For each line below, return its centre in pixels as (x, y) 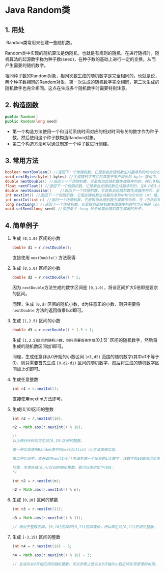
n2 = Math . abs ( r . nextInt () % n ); (46, 490)
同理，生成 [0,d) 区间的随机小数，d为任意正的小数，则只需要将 (76, 304)
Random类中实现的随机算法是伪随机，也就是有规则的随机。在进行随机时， (80, 53)
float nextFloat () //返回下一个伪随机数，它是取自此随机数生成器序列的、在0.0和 (80, 186)
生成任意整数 (25, 379)
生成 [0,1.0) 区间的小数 (36, 238)
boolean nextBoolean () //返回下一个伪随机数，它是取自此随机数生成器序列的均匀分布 (83, 172)
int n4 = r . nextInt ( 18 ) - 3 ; (42, 546)
